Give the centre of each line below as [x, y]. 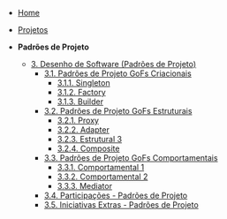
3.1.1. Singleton [83, 83]
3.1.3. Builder [80, 102]
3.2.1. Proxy [78, 120]
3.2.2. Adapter [83, 130]
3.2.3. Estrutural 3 [89, 139]
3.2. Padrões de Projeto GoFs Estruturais [118, 111]
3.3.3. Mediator [85, 186]
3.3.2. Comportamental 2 [102, 177]
